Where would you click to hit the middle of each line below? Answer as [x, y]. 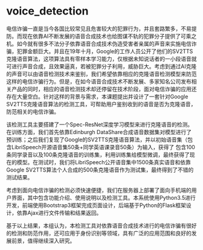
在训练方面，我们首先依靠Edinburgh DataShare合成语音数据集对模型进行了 [99, 132]
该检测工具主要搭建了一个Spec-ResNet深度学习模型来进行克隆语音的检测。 [100, 124]
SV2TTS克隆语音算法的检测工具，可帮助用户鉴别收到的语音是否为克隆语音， [101, 104]
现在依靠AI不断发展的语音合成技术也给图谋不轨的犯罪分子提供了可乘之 [109, 36]
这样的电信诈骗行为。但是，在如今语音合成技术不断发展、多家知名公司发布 [99, 81]
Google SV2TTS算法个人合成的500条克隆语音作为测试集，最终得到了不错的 [100, 170]
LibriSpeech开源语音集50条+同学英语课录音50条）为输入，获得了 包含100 [103, 147]
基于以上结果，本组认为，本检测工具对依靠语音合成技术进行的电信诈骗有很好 [101, 225]
